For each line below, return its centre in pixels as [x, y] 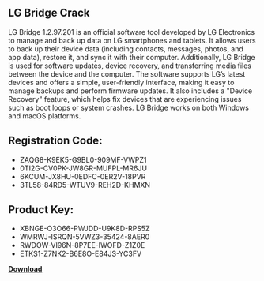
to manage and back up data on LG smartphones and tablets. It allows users [132, 40]
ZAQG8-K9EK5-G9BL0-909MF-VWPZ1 [83, 159]
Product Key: [41, 210]
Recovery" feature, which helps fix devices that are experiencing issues [125, 99]
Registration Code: [55, 141]
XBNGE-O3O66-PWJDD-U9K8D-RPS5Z [85, 229]
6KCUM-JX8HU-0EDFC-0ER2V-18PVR [83, 176]
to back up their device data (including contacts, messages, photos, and [126, 49]
